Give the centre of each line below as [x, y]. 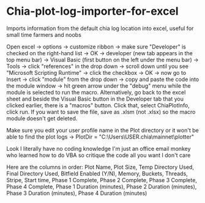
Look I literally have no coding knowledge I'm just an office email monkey [99, 148]
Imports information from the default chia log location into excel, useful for [100, 28]
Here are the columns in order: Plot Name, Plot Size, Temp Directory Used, [100, 167]
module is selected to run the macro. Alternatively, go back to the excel [96, 92]
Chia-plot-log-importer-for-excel [92, 11]
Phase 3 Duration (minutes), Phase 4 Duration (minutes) [77, 193]
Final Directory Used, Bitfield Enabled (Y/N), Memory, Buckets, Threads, [97, 174]
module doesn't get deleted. [42, 118]
